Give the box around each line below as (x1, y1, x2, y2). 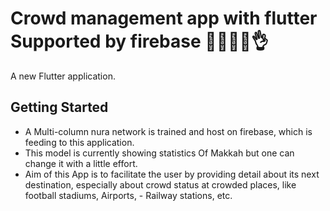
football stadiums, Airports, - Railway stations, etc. (24, 189, 233, 201)
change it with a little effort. (24, 157, 138, 169)
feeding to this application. (24, 136, 135, 148)
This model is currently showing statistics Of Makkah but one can (24, 147, 295, 159)
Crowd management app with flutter (10, 7, 318, 30)
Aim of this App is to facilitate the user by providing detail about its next (24, 168, 320, 180)
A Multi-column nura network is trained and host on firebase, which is (24, 125, 313, 137)
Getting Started (10, 99, 109, 116)
